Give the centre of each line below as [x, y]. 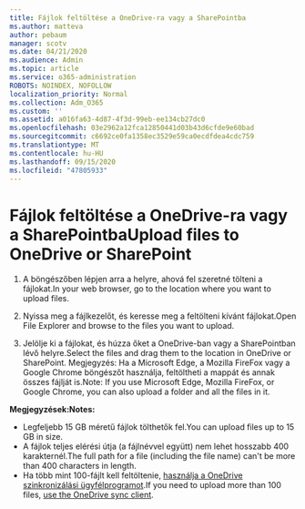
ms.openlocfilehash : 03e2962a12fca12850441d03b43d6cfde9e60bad [132, 128]
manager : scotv [38, 43]
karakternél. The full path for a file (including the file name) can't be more [159, 456]
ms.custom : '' [36, 111]
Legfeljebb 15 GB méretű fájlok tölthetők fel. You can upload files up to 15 [158, 427]
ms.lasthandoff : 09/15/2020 [63, 162]
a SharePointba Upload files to [124, 234]
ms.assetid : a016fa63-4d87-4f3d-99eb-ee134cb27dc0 [107, 119]
